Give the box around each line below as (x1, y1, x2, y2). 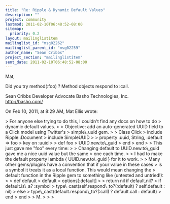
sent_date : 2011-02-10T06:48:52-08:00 (5, 60, 87, 65)
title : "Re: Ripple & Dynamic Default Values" (5, 7, 106, 13)
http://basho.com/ (5, 99, 43, 105)
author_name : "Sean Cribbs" (5, 50, 65, 55)
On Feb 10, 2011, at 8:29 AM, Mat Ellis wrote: (5, 108, 98, 114)
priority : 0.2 (10, 31, 40, 36)
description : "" (5, 12, 40, 17)
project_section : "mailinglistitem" (5, 54, 83, 60)
